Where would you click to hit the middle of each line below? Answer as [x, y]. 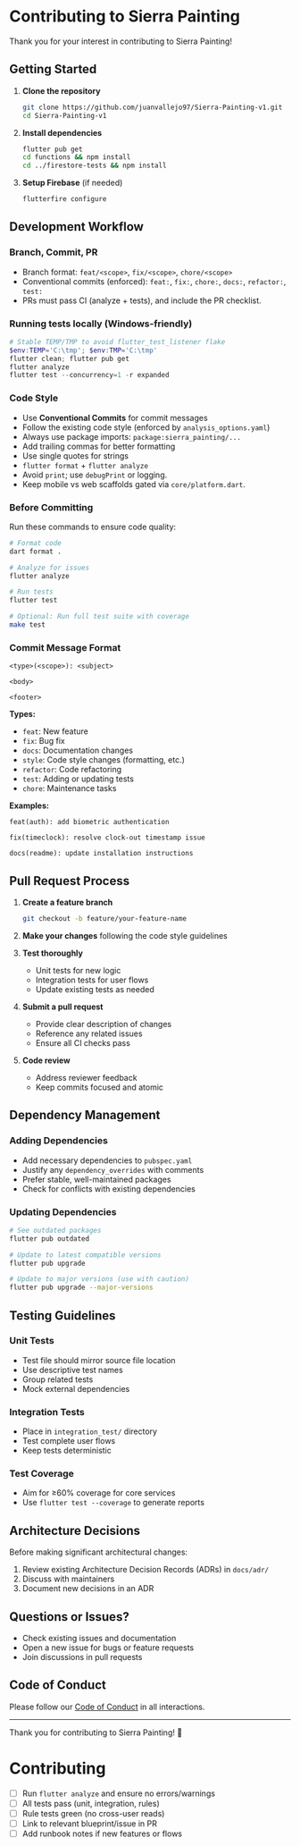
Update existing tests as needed [95, 989]
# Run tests [31, 592]
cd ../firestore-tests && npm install [94, 166]
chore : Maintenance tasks [69, 788]
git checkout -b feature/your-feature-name [104, 919]
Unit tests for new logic [78, 970]
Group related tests [58, 1379]
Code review [46, 1060]
